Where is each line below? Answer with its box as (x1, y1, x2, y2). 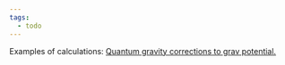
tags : (9, 12, 30, 22)
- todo (17, 21, 42, 30)
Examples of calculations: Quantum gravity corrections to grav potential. (9, 45, 276, 56)
